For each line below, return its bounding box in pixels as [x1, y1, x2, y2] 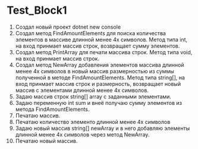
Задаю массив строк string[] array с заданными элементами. [15, 93, 172, 100]
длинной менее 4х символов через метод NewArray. [15, 131, 150, 138]
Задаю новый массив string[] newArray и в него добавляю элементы [15, 125, 190, 132]
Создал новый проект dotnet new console [15, 23, 121, 30]
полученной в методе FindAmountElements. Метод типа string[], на [15, 74, 185, 81]
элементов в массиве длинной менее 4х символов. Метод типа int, [15, 36, 188, 43]
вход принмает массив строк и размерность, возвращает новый [15, 80, 181, 87]
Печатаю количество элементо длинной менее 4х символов [15, 118, 171, 125]
